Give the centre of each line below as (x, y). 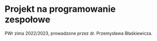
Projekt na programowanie (60, 9)
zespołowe (27, 20)
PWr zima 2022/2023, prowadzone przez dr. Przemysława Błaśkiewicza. (78, 33)
